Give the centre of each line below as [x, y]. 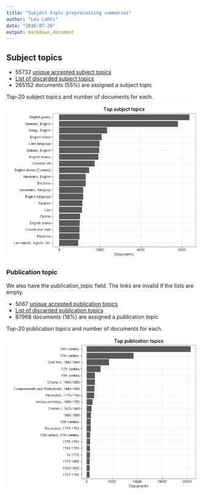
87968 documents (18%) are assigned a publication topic [87, 317]
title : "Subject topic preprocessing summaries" [69, 13]
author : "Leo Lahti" [33, 19]
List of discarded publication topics [59, 310]
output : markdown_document [40, 32]
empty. [15, 292]
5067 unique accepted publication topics [67, 303]
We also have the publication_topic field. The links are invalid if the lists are [100, 285]
